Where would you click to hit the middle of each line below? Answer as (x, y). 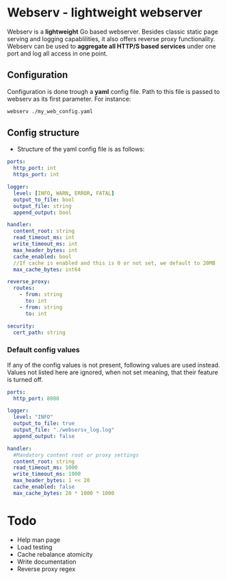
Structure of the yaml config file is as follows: (81, 149)
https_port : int (36, 175)
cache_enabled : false (44, 487)
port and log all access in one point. (57, 53)
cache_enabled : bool (42, 256)
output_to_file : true (44, 424)
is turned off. (25, 379)
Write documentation (46, 561)
